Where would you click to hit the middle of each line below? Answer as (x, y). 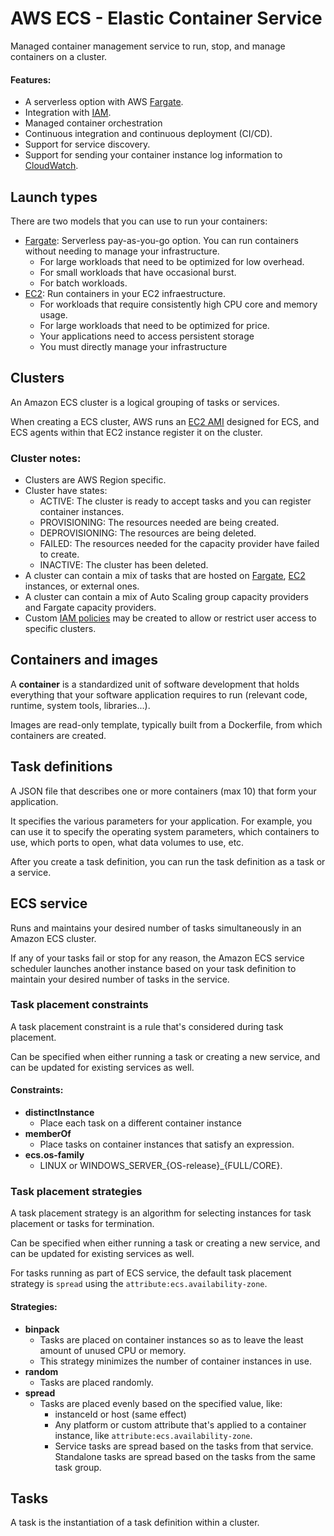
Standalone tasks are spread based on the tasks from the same (185, 1456)
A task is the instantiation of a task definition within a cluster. (135, 1523)
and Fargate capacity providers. (90, 608)
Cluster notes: (46, 458)
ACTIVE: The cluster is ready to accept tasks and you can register (175, 501)
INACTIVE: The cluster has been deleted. (124, 565)
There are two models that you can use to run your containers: (139, 221)
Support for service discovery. (87, 144)
